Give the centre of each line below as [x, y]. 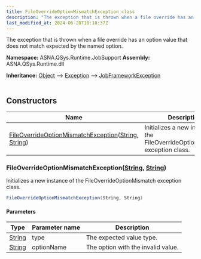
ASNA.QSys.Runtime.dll [35, 64]
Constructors [32, 101]
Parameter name [56, 227]
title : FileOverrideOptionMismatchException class [71, 12]
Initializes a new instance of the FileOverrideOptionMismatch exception [94, 181]
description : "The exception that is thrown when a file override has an [100, 17]
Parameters [21, 211]
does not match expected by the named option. [65, 46]
